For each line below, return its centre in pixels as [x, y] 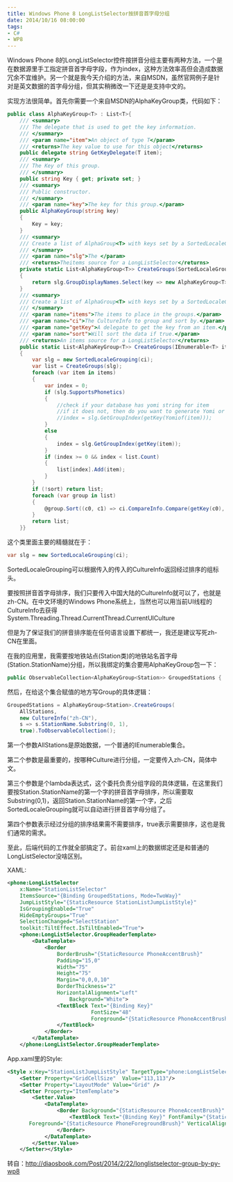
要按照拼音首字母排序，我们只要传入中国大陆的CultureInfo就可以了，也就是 [114, 592]
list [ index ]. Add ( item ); [91, 470]
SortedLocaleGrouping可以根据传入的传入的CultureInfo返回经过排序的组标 [113, 569]
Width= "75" [72, 967]
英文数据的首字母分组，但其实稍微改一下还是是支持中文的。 [104, 86]
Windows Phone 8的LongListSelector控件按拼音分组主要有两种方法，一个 [112, 60]
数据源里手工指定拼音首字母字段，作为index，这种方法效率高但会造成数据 [118, 69]
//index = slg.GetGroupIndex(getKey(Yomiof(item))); [135, 418]
